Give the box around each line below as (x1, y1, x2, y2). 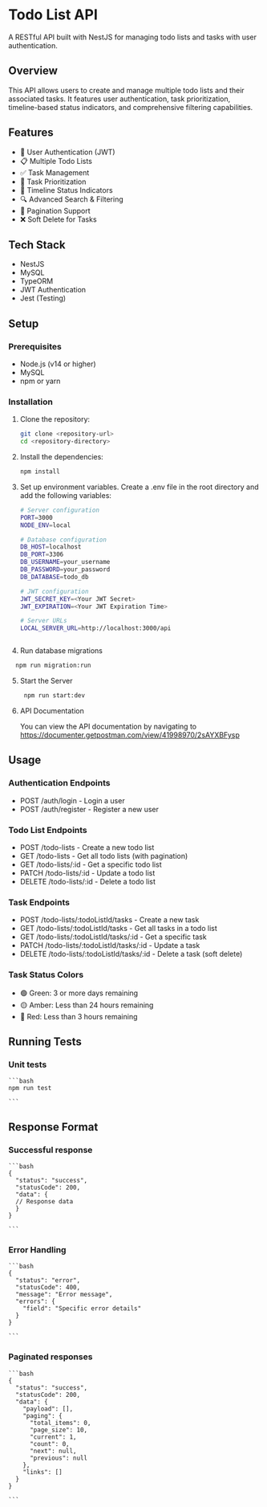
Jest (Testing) (19, 293, 67, 303)
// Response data (15, 1197, 74, 1206)
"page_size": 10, (29, 1426, 88, 1434)
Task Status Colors (8, 970, 84, 981)
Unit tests (8, 1059, 47, 1070)
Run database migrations (19, 646, 103, 655)
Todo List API (8, 6, 99, 24)
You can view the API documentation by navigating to (19, 721, 197, 731)
